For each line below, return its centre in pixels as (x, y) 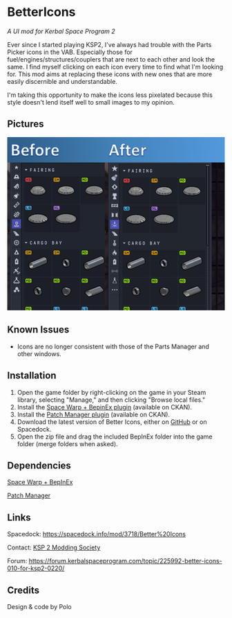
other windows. (39, 353)
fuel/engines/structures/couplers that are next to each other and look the (111, 59)
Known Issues (38, 330)
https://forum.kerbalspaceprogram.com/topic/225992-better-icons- (125, 561)
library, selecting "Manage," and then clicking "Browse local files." (111, 400)
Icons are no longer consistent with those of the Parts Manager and (113, 346)
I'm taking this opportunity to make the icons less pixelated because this (110, 95)
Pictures (26, 124)
